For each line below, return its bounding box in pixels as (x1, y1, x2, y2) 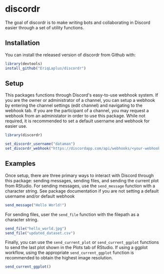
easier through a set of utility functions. (5, 24, 84, 30)
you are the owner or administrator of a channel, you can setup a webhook (5, 98, 155, 103)
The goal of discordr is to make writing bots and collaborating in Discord (5, 20, 150, 25)
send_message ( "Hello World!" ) (5, 202, 67, 208)
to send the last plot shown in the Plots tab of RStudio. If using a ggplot (5, 245, 148, 251)
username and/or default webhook (5, 193, 75, 199)
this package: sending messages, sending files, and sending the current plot (5, 177, 159, 183)
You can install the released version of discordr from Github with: (5, 52, 136, 58)
